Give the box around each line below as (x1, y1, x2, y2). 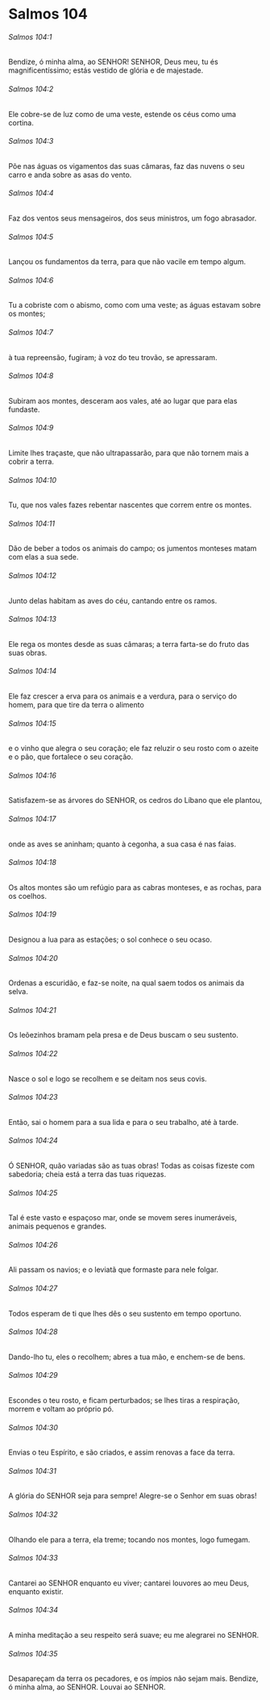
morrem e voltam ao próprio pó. (8, 1404, 114, 1414)
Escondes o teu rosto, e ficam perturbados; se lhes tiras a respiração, (8, 1396, 240, 1405)
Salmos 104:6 (8, 275, 54, 285)
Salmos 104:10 (8, 475, 57, 485)
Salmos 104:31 (8, 1466, 56, 1475)
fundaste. (8, 405, 40, 414)
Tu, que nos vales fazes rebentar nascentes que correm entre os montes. (8, 500, 252, 510)
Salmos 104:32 (8, 1509, 58, 1519)
